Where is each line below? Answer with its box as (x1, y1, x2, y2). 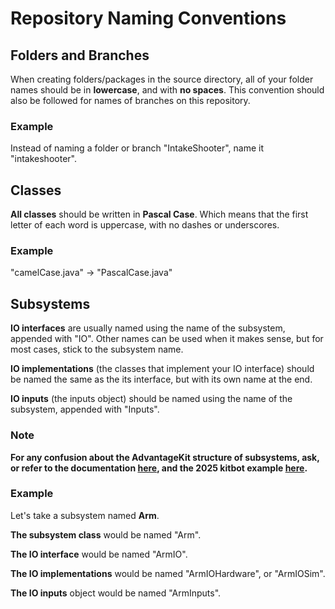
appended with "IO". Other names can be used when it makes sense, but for (10, 333, 324, 345)
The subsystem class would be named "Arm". (10, 528, 202, 541)
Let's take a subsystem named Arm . (10, 509, 160, 521)
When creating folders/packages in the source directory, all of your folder (10, 73, 314, 85)
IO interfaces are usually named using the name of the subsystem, (10, 322, 286, 334)
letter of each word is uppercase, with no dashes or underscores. (10, 219, 280, 231)
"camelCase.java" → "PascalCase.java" (10, 267, 173, 279)
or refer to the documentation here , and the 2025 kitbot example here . (10, 462, 308, 474)
